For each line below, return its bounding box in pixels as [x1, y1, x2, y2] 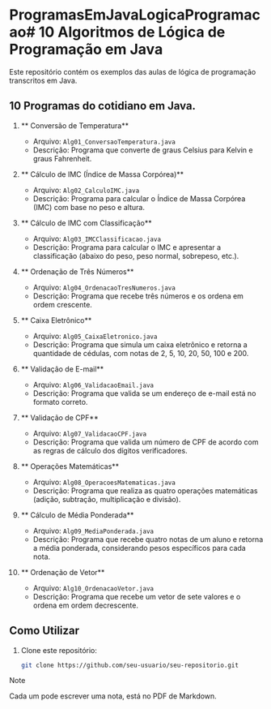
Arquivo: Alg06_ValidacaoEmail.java [32, 380, 155, 389]
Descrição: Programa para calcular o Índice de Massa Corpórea [32, 193, 246, 204]
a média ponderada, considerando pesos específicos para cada [32, 543, 246, 552]
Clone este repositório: [20, 645, 98, 655]
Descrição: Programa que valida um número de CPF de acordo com [32, 436, 259, 447]
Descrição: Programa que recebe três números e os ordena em [32, 290, 243, 301]
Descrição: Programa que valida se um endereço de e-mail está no [32, 388, 256, 398]
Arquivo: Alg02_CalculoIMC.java [32, 185, 140, 195]
